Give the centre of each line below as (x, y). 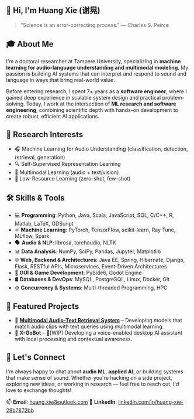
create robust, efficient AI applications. (53, 116)
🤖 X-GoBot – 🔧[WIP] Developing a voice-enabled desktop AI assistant (98, 333)
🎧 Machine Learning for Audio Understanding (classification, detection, (101, 149)
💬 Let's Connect (36, 357)
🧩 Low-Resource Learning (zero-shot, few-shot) (72, 179)
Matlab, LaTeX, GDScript (44, 224)
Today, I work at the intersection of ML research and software (101, 104)
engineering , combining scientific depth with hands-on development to (92, 110)
